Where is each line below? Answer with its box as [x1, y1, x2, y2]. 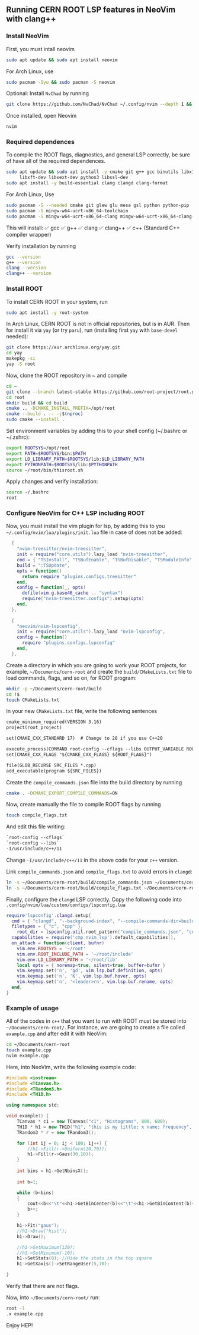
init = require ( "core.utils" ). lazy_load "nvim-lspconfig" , [17, 629, 166, 635]
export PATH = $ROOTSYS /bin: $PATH [6, 450, 86, 457]
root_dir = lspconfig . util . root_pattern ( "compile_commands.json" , [17, 929, 184, 935]
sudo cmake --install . [6, 416, 65, 423]
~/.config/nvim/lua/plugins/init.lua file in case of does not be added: [6, 529, 182, 536]
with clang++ [6, 14, 56, 24]
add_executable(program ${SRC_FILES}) [6, 768, 102, 774]
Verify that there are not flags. [6, 1283, 79, 1289]
